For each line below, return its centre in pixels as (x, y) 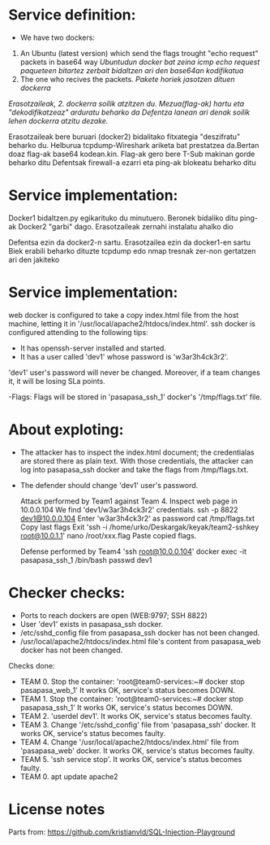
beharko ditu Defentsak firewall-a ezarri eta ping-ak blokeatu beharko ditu (133, 162)
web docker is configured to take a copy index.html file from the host (124, 315)
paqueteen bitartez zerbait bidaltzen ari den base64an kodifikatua (132, 70)
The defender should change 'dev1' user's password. (109, 485)
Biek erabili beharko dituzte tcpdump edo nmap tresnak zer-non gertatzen (133, 250)
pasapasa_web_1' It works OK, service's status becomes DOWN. (128, 690)
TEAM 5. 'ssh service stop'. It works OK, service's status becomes (131, 759)
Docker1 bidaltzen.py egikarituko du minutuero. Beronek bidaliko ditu (123, 218)
